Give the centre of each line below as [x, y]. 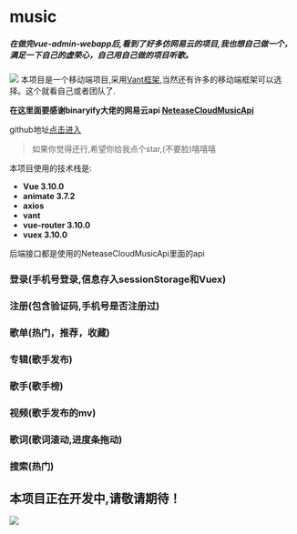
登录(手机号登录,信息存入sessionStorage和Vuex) [118, 279]
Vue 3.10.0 [43, 186]
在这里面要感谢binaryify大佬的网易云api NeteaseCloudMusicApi [132, 110]
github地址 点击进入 [46, 130]
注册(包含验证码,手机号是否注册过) [85, 306]
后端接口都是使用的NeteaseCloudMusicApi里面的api [107, 254]
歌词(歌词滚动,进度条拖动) [66, 439]
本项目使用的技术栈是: [51, 168]
